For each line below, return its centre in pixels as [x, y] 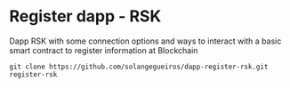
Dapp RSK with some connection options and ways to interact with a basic [145, 41]
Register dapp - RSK [85, 16]
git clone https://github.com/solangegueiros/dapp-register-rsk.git [139, 67]
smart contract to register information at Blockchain [104, 50]
